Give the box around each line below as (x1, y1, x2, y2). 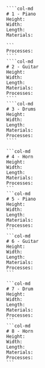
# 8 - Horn (6, 328, 34, 334)
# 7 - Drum (6, 286, 34, 292)
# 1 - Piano (6, 11, 36, 17)
